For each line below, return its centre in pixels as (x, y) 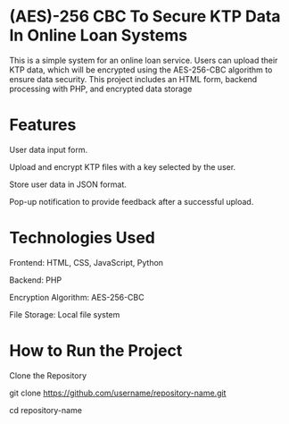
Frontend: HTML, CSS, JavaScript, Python (86, 262)
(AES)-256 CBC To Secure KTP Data (145, 17)
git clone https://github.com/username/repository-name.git (118, 393)
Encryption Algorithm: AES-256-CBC (77, 297)
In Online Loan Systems (99, 35)
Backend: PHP (36, 280)
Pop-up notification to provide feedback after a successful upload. (132, 201)
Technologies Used (83, 238)
